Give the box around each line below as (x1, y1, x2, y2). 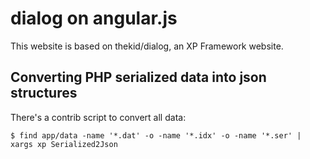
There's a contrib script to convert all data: (10, 111, 187, 123)
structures (10, 85, 78, 102)
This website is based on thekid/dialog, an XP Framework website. (10, 40, 284, 52)
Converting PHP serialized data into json (10, 69, 267, 86)
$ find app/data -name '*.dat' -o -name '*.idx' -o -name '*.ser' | (10, 130, 302, 141)
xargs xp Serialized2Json (10, 139, 118, 149)
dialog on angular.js (10, 7, 178, 30)
